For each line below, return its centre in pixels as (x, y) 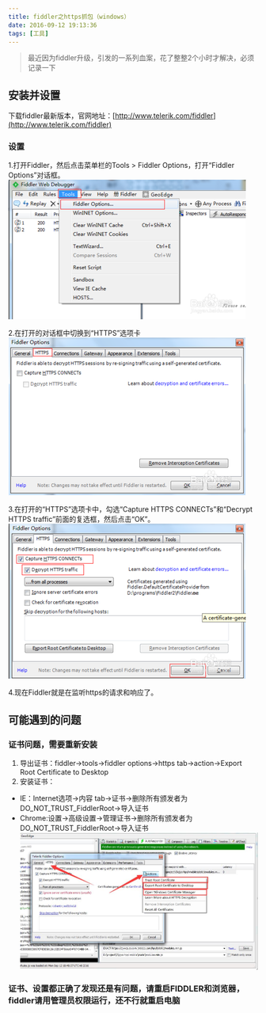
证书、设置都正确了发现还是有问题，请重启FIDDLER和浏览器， (126, 988)
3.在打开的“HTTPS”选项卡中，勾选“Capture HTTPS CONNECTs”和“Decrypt (131, 509)
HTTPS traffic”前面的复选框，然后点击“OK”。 (82, 520)
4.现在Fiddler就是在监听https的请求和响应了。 (83, 692)
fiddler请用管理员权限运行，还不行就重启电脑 (94, 1000)
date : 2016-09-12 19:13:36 (53, 25)
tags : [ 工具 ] (28, 33)
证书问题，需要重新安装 (53, 745)
